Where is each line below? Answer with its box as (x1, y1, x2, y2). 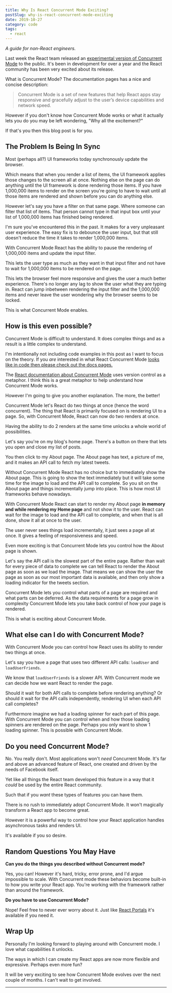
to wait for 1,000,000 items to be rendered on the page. (5, 265, 122, 271)
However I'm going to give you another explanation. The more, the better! (5, 392, 160, 398)
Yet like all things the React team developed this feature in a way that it (5, 776, 155, 783)
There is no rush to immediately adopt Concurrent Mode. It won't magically (5, 802, 164, 808)
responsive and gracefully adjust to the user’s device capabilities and (17, 97, 164, 103)
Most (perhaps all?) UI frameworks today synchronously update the (5, 156, 148, 162)
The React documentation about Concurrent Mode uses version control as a (5, 372, 166, 378)
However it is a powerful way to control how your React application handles (5, 817, 165, 823)
